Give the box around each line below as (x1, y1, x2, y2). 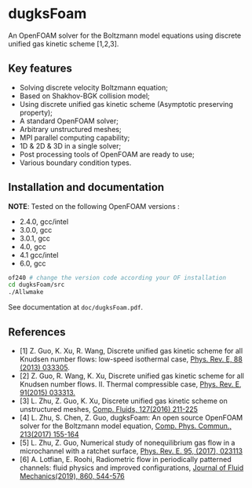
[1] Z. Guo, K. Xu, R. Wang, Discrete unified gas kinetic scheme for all (19, 347, 243, 355)
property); (19, 108, 53, 117)
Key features (8, 62, 72, 75)
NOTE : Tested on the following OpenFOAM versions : (8, 201, 181, 211)
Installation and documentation (8, 181, 165, 194)
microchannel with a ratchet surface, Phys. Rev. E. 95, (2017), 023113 (19, 446, 243, 456)
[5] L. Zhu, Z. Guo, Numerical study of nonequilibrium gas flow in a (19, 438, 236, 447)
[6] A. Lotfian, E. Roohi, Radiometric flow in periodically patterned (19, 455, 232, 464)
